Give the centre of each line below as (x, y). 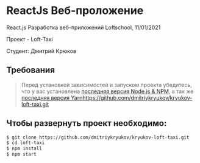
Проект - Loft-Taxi (30, 39)
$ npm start (21, 154)
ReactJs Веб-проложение (75, 11)
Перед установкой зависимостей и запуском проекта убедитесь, (106, 85)
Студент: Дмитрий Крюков (41, 51)
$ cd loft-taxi (26, 143)
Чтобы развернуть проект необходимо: (87, 123)
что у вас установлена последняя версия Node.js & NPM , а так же (107, 91)
